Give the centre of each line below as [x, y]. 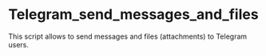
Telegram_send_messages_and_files [133, 15]
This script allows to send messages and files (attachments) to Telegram [128, 36]
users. [19, 44]
